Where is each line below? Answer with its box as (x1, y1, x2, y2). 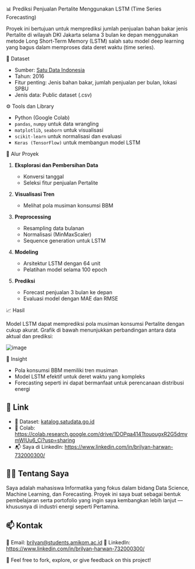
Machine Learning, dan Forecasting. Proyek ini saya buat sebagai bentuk (6, 490, 181, 498)
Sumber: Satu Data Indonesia (14, 67, 85, 73)
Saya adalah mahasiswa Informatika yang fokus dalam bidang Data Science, (6, 484, 190, 491)
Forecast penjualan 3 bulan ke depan (23, 289, 113, 295)
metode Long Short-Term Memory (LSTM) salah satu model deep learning (6, 38, 184, 45)
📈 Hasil (6, 307, 25, 314)
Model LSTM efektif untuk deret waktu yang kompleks (14, 373, 145, 380)
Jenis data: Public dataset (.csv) (14, 91, 92, 98)
